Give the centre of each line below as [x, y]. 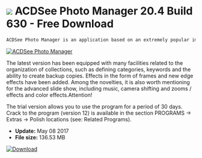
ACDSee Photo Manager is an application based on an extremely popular [98, 40]
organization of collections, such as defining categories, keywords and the [99, 69]
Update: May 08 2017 [42, 131]
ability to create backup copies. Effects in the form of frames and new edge [100, 76]
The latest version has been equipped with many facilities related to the [95, 63]
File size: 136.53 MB [40, 137]
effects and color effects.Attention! [49, 95]
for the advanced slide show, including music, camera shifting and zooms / [99, 88]
